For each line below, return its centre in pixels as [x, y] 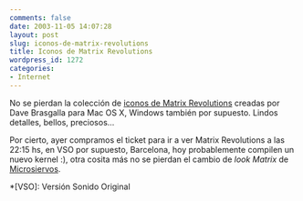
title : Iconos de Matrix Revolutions [81, 52]
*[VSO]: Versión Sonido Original [70, 186]
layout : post [34, 35]
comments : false [40, 18]
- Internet [30, 77]
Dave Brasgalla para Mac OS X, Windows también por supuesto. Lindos [144, 112]
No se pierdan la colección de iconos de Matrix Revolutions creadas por [145, 103]
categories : [32, 69]
